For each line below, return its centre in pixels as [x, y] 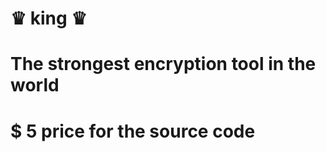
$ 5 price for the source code [133, 131]
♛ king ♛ [49, 18]
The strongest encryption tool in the [163, 64]
